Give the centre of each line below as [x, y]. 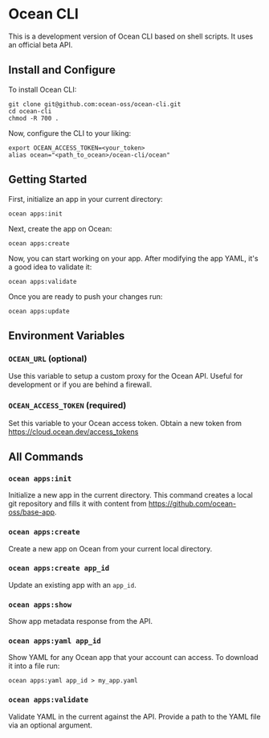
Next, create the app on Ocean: [60, 228]
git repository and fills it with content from [77, 504]
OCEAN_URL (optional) [48, 359]
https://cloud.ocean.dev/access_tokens [73, 432]
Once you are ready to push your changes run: [86, 296]
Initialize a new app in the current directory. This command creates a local [130, 495]
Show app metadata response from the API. [81, 621]
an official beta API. [41, 44]
